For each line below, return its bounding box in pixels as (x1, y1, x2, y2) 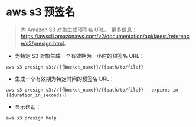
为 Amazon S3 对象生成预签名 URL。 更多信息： (20, 26, 138, 33)
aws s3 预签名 (6, 5, 76, 19)
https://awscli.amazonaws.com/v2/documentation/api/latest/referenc (20, 32, 190, 40)
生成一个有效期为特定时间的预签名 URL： (14, 75, 115, 82)
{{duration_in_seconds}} (6, 92, 67, 98)
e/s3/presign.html (20, 40, 64, 47)
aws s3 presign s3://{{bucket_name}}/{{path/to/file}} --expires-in (6, 87, 178, 93)
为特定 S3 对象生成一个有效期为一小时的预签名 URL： (14, 52, 145, 59)
